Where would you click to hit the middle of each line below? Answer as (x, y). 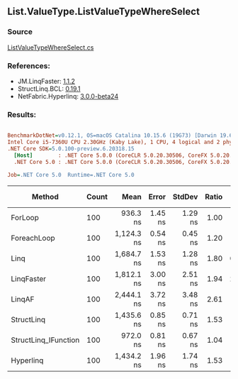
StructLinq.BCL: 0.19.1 (49, 89)
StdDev (185, 197)
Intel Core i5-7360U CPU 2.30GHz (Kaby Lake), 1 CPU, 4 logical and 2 (114, 142)
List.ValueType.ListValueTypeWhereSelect (104, 12)
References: (29, 65)
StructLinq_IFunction (45, 340)
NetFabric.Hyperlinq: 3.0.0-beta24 (68, 96)
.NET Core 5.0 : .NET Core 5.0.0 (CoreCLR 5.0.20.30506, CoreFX (110, 162)
